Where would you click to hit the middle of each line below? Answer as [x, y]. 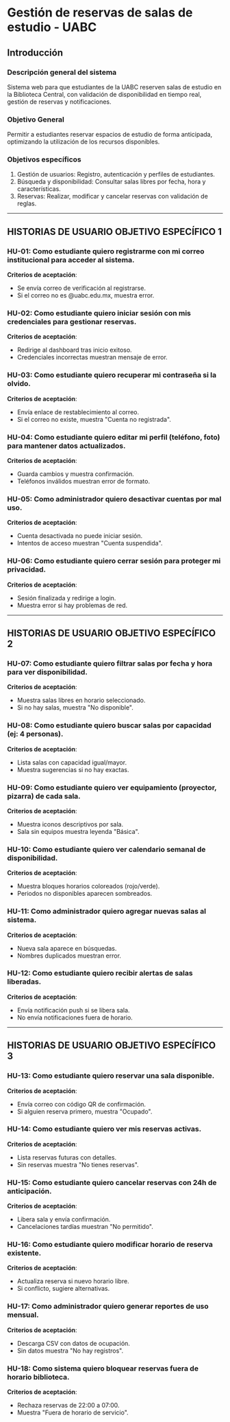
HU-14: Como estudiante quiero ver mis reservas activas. [104, 1129]
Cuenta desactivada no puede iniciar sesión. [79, 536]
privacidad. [27, 569]
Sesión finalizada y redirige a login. [66, 598]
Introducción [35, 53]
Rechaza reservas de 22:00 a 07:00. [68, 1405]
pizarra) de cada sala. [44, 796]
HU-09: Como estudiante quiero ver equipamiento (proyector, [112, 787]
